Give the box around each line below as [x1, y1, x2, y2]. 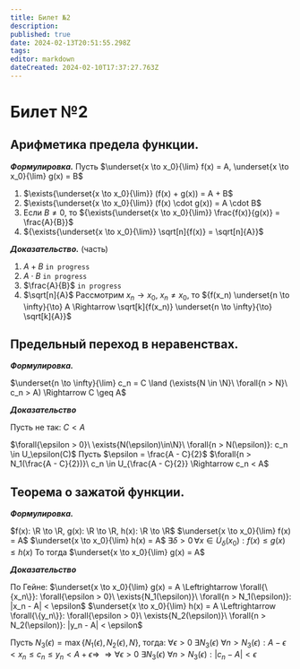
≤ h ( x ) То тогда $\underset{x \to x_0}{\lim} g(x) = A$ [10, 547, 205, 558]
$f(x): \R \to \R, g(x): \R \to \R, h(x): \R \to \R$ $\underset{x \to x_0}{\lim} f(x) [10, 526, 292, 536]
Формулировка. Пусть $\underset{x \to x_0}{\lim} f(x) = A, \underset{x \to [10, 161, 289, 171]
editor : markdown [10, 55, 75, 64]
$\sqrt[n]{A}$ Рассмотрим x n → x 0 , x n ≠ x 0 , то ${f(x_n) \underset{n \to [22, 289, 290, 302]
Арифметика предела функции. [10, 137, 200, 152]
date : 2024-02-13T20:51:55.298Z [10, 38, 131, 48]
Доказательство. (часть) [10, 243, 108, 254]
